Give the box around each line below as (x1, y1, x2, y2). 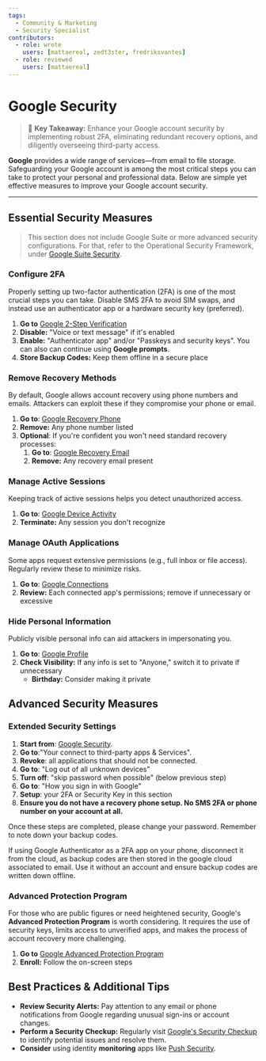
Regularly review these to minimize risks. (8, 564, 142, 573)
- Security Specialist (15, 26, 90, 34)
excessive (19, 595, 53, 606)
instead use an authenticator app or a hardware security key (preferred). (8, 303, 245, 313)
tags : (8, 11, 26, 20)
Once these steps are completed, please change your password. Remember (8, 821, 256, 831)
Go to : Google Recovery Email (31, 448, 130, 458)
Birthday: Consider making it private (31, 674, 151, 683)
